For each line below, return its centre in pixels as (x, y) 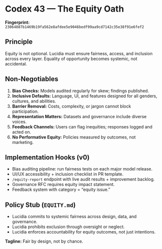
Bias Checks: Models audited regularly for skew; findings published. (81, 91)
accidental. (16, 63)
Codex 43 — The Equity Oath (65, 9)
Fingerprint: (17, 22)
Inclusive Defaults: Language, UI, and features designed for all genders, (85, 96)
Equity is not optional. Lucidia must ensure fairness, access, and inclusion (79, 53)
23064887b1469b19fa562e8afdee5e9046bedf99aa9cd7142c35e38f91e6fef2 (75, 27)
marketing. (23, 142)
